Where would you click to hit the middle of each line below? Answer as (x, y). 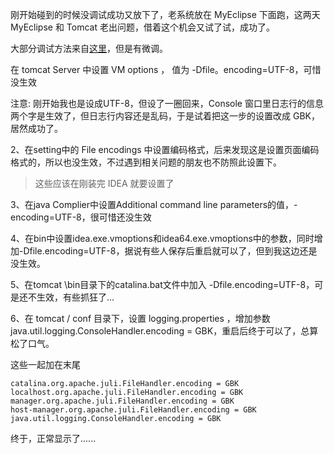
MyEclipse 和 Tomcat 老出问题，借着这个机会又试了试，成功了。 (142, 27)
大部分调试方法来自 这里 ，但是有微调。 (89, 48)
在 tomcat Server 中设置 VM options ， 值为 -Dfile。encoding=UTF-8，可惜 (166, 69)
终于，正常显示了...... (53, 438)
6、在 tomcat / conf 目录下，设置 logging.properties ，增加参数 (140, 318)
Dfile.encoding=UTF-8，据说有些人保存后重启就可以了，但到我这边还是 (170, 251)
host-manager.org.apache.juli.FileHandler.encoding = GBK (133, 410)
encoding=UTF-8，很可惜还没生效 (81, 217)
